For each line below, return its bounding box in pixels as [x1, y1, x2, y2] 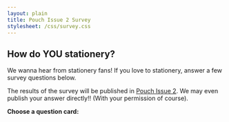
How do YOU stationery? [7, 48, 116, 60]
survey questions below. [7, 73, 77, 82]
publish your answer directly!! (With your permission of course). [7, 94, 188, 103]
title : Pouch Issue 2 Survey [7, 16, 91, 23]
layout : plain [7, 10, 48, 17]
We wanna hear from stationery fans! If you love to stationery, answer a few [7, 66, 223, 75]
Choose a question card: [7, 108, 79, 116]
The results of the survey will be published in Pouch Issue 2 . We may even [7, 87, 219, 95]
